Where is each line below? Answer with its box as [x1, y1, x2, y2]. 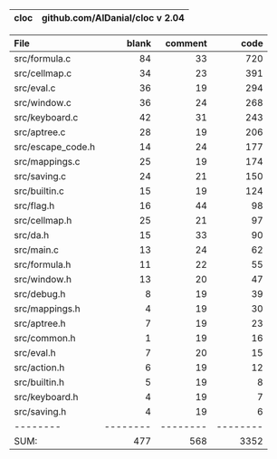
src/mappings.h [14, 302, 81, 315]
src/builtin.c [14, 185, 65, 197]
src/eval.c [14, 81, 56, 94]
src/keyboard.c [14, 111, 79, 123]
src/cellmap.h [14, 215, 72, 226]
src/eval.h [14, 347, 56, 359]
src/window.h [14, 273, 72, 285]
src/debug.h [14, 288, 66, 300]
